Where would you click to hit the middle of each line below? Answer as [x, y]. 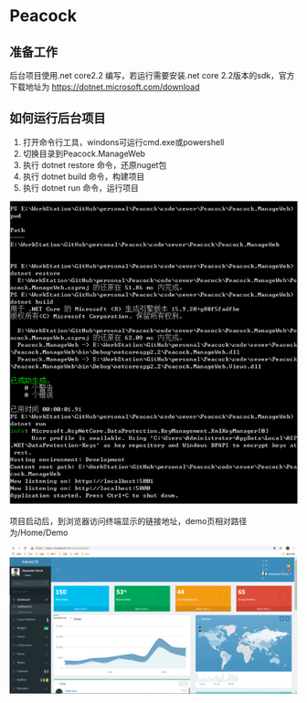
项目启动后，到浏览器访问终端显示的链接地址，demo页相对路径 [128, 520]
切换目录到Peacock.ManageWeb [84, 153]
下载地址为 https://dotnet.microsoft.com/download [105, 87]
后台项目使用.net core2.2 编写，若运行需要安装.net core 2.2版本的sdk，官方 [152, 75]
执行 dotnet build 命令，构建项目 [84, 176]
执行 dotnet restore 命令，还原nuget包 [95, 164]
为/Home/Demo [39, 532]
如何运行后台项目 [58, 118]
